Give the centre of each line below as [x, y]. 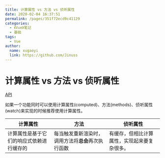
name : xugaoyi [24, 50]
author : [13, 46]
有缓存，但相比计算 [131, 134]
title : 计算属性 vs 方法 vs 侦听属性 [40, 10]
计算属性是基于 [25, 134]
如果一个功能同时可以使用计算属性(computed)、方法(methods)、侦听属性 [79, 105]
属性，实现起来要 [129, 141]
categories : [17, 23]
